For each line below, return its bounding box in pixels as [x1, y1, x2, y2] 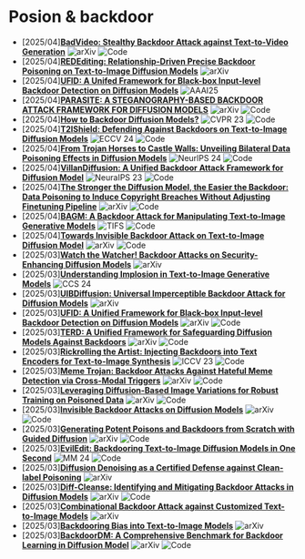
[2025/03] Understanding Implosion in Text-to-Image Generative [21, 269, 270, 279]
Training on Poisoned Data [21, 394, 125, 405]
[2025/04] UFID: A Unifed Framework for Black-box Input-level [21, 75, 261, 86]
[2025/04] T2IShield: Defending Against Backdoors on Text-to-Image [21, 123, 288, 134]
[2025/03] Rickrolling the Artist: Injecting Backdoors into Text [21, 346, 258, 357]
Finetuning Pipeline [21, 200, 97, 211]
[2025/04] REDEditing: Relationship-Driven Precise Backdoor [21, 56, 256, 66]
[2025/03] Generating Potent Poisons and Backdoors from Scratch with [21, 423, 295, 434]
